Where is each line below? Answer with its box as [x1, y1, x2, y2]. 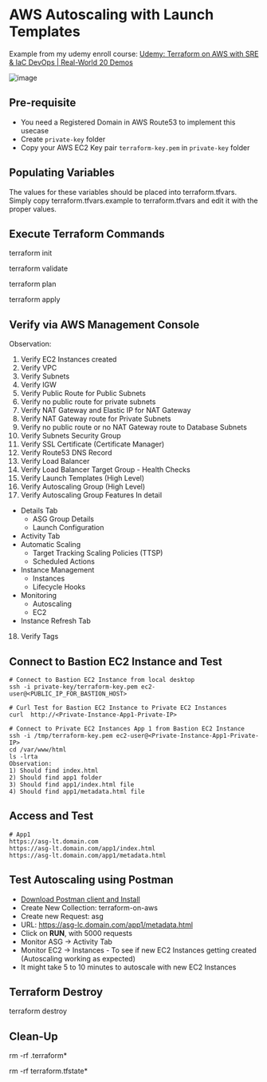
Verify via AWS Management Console [9, 318, 200, 331]
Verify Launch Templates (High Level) [20, 474, 145, 483]
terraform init [9, 248, 53, 258]
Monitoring [20, 591, 57, 600]
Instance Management [20, 565, 95, 575]
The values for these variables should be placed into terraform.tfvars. [9, 187, 238, 196]
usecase [20, 125, 49, 135]
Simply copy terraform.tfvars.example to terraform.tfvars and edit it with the [9, 196, 258, 205]
